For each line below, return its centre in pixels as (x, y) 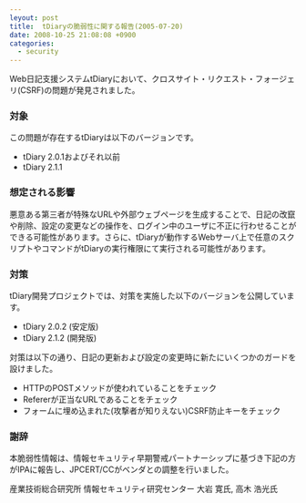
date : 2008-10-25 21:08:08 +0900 (73, 35)
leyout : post (34, 18)
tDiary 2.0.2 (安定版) (61, 327)
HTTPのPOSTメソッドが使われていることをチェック (119, 388)
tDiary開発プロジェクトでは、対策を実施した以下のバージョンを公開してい (148, 296)
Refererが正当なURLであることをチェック (100, 400)
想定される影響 (42, 192)
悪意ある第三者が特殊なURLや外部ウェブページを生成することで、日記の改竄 (153, 214)
